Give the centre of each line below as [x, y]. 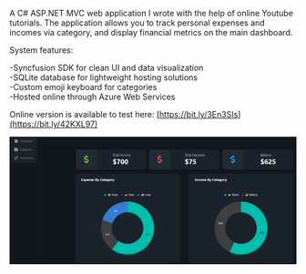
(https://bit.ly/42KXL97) [54, 124]
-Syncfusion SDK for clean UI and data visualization [107, 68]
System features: [41, 50]
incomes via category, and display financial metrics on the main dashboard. [151, 32]
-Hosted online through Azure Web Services [92, 96]
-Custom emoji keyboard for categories [83, 87]
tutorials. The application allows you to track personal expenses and [138, 23]
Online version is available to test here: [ [85, 114]
